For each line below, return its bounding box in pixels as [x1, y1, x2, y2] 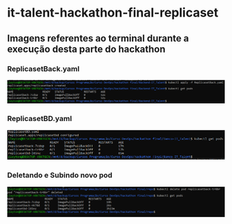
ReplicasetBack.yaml [7, 64, 80, 73]
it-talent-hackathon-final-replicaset [7, 5, 219, 21]
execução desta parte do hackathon [7, 43, 166, 55]
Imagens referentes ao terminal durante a [7, 32, 189, 44]
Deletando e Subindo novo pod [7, 171, 113, 180]
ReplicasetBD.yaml [7, 114, 72, 124]
